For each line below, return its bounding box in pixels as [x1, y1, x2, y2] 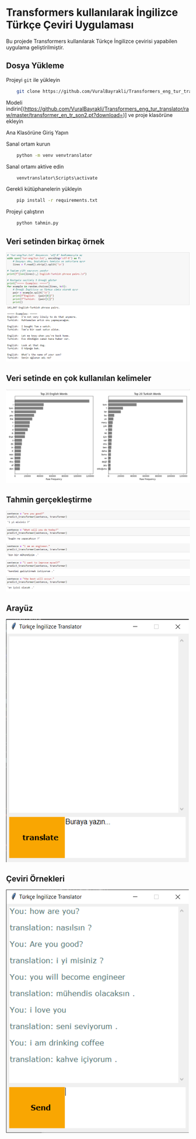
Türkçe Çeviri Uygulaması [6, 18, 134, 32]
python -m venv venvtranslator [16, 152, 93, 158]
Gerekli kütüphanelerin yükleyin [6, 185, 82, 192]
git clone [16, 88, 41, 94]
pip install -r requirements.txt [16, 198, 98, 204]
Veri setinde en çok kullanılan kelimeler [6, 373, 152, 383]
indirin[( [6, 105, 25, 112]
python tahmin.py [16, 220, 59, 226]
